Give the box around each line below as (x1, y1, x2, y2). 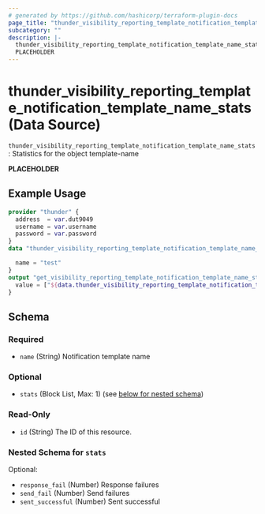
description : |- (8, 33, 62, 42)
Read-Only (8, 409, 51, 420)
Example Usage (8, 187, 87, 201)
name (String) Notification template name (19, 352, 151, 362)
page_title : (8, 19, 47, 27)
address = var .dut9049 (15, 215, 93, 223)
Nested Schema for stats (8, 447, 106, 458)
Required (8, 333, 44, 344)
